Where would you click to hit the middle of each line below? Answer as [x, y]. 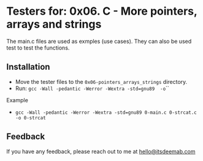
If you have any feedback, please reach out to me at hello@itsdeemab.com [101, 151]
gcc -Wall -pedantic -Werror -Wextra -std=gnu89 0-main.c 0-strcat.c [106, 112]
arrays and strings [54, 24]
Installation [28, 67]
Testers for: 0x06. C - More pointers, [102, 11]
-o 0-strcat [30, 118]
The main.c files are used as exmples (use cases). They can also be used [99, 41]
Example [17, 100]
